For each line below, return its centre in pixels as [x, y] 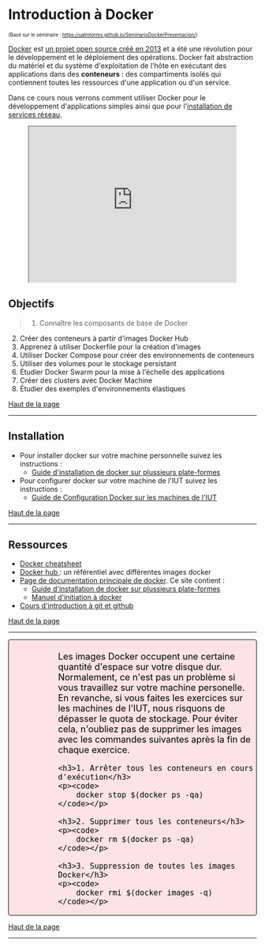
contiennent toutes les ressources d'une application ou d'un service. [119, 82]
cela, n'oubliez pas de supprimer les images [150, 729]
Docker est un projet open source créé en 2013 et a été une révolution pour [131, 48]
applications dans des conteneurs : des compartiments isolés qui [115, 74]
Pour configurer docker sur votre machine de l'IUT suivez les [119, 481]
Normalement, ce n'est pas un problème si [147, 677]
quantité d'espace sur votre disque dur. [140, 667]
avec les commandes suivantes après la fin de [154, 739]
